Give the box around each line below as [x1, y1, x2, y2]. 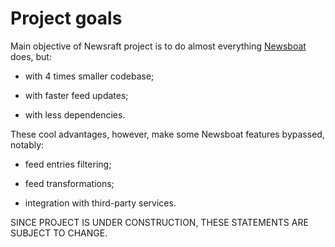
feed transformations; [24, 177, 115, 189]
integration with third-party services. [24, 197, 177, 209]
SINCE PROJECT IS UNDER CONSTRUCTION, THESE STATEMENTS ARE [10, 216, 309, 228]
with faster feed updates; [24, 89, 129, 101]
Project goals [10, 7, 123, 30]
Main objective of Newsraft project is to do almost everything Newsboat [10, 40, 307, 52]
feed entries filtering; [24, 158, 112, 170]
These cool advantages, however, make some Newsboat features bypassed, [10, 128, 325, 140]
